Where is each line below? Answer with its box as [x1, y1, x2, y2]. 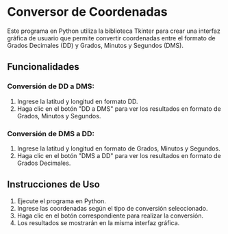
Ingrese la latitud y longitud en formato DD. [16, 97, 138, 105]
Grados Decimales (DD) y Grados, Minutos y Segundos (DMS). [7, 41, 183, 49]
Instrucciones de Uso [7, 179, 101, 190]
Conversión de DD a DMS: [7, 81, 94, 91]
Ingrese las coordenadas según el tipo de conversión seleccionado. [16, 204, 208, 212]
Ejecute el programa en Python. [16, 196, 106, 205]
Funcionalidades [7, 61, 80, 73]
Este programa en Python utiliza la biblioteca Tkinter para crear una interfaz [7, 27, 220, 35]
